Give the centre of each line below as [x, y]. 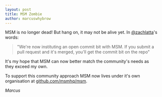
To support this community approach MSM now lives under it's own [73, 76]
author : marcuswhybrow [28, 18]
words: [12, 37]
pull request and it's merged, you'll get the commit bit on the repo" [83, 52]
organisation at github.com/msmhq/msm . [46, 81]
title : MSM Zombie [24, 14]
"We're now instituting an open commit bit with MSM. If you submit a [85, 47]
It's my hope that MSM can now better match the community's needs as [77, 62]
